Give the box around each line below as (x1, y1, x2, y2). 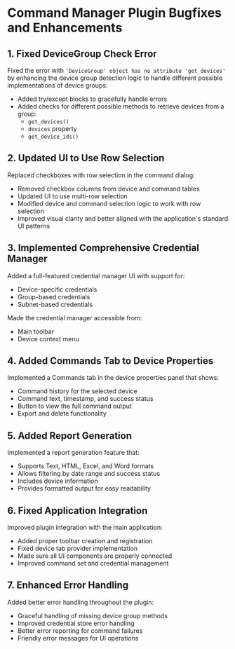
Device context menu (17, 334, 79, 343)
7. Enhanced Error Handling (7, 580, 128, 592)
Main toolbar (17, 327, 55, 336)
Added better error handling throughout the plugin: (7, 598, 154, 606)
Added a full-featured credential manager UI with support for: (7, 271, 185, 280)
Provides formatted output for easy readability (17, 484, 152, 493)
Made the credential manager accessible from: (7, 313, 142, 322)
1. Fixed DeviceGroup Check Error (7, 48, 157, 60)
